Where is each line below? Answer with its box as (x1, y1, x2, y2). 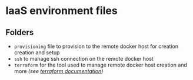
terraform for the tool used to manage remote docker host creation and (14, 61, 188, 68)
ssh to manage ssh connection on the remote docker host (14, 55, 154, 62)
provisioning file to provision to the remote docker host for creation (14, 43, 179, 50)
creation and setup (14, 49, 60, 56)
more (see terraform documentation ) (14, 68, 104, 74)
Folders (5, 27, 34, 37)
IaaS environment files (5, 4, 118, 18)
